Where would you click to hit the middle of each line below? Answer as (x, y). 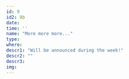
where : (14, 45)
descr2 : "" (20, 56)
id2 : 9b (16, 17)
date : (13, 23)
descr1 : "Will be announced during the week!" (65, 50)
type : (13, 39)
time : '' (17, 28)
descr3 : (16, 61)
